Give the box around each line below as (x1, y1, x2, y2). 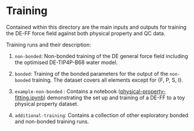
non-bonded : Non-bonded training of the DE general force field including (14, 52, 188, 59)
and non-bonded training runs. (14, 117, 89, 125)
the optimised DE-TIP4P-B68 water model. (14, 59, 118, 66)
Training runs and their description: (6, 41, 91, 48)
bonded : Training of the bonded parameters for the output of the (14, 70, 169, 77)
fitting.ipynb (14, 94, 44, 101)
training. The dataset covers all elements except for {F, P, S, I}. (32, 76, 183, 83)
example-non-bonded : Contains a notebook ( (14, 88, 121, 95)
